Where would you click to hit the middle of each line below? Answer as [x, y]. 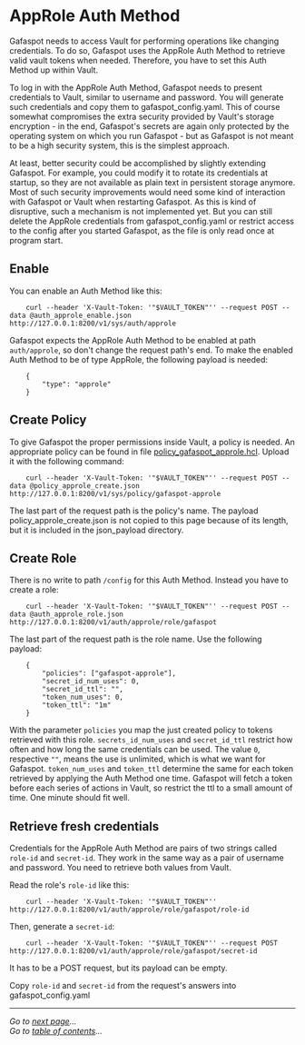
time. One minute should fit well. [69, 798]
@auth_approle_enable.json [80, 315]
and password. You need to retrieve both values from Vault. [120, 868]
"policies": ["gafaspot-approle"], [109, 673]
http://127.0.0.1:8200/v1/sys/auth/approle [93, 323]
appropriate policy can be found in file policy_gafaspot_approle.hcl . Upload [149, 452]
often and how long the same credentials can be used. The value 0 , [135, 750]
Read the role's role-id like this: [69, 885]
